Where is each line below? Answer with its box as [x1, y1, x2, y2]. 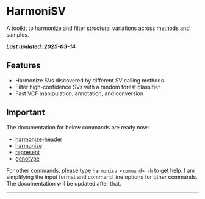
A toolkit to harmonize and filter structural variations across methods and [6, 24, 190, 32]
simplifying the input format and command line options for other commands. [6, 173, 198, 181]
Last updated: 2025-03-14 [6, 43, 76, 50]
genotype [15, 154, 40, 162]
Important [6, 107, 45, 118]
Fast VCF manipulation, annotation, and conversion [15, 90, 144, 97]
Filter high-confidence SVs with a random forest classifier [15, 83, 160, 90]
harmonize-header [15, 136, 63, 143]
